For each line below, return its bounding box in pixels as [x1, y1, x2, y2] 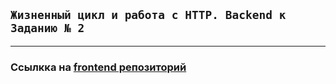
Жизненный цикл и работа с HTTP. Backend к [10, 8, 287, 23]
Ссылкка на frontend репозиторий [10, 60, 187, 74]
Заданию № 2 [10, 21, 85, 36]
